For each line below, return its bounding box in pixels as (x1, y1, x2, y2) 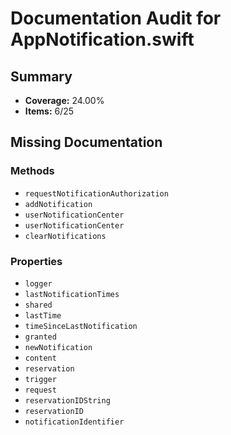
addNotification (24, 199, 93, 209)
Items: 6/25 (24, 105, 75, 117)
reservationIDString (24, 395, 111, 406)
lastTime (24, 310, 62, 321)
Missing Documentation (10, 134, 163, 151)
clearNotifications (24, 231, 107, 241)
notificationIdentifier (24, 417, 125, 427)
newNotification (24, 342, 93, 352)
